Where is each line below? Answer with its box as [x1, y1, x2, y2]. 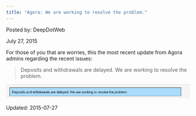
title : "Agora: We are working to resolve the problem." [6, 9, 148, 15]
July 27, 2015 [6, 37, 38, 44]
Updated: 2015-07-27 [6, 104, 58, 111]
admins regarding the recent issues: [6, 55, 93, 62]
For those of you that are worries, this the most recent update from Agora [6, 48, 183, 55]
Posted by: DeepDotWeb [6, 26, 65, 33]
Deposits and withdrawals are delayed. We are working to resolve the [20, 66, 187, 73]
